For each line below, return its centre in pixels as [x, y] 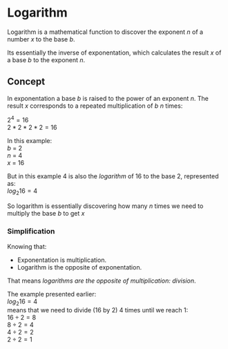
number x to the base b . [41, 39]
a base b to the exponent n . [46, 59]
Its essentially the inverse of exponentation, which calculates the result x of [114, 53]
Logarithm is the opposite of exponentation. [79, 267]
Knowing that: [27, 246]
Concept [26, 82]
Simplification [31, 232]
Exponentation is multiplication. [62, 260]
